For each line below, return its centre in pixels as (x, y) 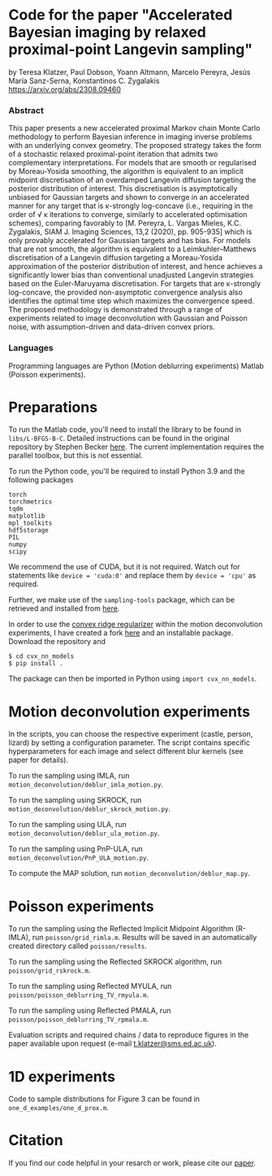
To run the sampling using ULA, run (68, 825)
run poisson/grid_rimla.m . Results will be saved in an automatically (145, 938)
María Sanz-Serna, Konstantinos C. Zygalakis (84, 81)
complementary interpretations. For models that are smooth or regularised (133, 163)
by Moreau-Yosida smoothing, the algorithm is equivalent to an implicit (126, 172)
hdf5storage (28, 530)
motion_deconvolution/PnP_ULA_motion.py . (79, 858)
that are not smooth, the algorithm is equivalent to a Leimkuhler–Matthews (132, 249)
